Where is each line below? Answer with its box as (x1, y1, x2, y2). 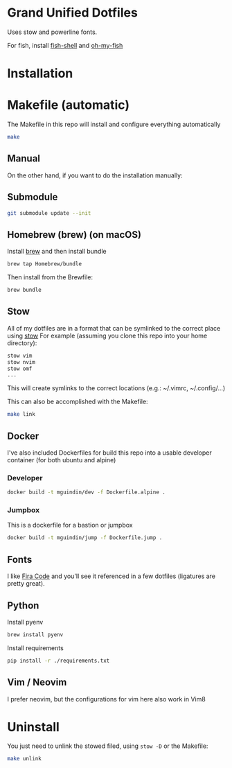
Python (7, 600, 39, 611)
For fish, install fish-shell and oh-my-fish (7, 41, 123, 49)
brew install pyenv (7, 631, 64, 638)
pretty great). (7, 579, 45, 588)
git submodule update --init (7, 209, 91, 216)
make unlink (7, 756, 42, 762)
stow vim (7, 352, 33, 359)
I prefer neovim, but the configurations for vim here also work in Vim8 (7, 695, 206, 703)
